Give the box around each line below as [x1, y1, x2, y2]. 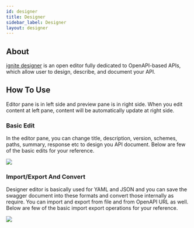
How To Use [6, 85, 51, 95]
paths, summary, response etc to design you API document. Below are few [6, 141, 186, 148]
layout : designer [6, 25, 49, 31]
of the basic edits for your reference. [6, 147, 95, 154]
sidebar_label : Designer [6, 19, 67, 25]
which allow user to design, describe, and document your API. [6, 68, 156, 75]
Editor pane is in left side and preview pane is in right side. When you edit [6, 101, 183, 108]
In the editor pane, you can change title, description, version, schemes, [6, 135, 177, 142]
